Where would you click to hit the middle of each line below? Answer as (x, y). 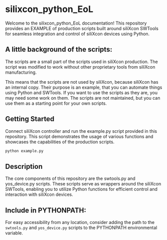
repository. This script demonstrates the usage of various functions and (79, 136)
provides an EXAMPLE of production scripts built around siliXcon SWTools (82, 28)
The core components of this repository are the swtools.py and (70, 178)
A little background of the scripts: (59, 49)
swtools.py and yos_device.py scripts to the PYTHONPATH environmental (81, 228)
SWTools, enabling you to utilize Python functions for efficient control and (81, 189)
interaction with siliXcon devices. (39, 194)
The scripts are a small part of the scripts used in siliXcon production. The (81, 62)
